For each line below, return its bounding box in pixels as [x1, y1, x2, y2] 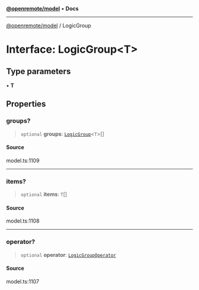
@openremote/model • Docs [6, 5, 79, 12]
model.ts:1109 [6, 157, 40, 164]
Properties [6, 99, 46, 109]
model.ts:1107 [6, 278, 40, 285]
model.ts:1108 [6, 217, 40, 224]
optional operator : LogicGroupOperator [20, 251, 117, 258]
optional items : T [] [20, 191, 68, 198]
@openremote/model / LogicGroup [6, 22, 92, 29]
